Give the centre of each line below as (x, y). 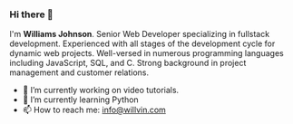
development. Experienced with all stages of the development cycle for (142, 43)
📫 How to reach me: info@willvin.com (94, 110)
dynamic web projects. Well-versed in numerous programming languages (146, 53)
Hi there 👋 (32, 14)
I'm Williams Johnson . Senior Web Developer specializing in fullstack (140, 34)
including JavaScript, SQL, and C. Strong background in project (128, 63)
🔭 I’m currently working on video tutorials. (101, 91)
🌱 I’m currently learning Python (80, 100)
